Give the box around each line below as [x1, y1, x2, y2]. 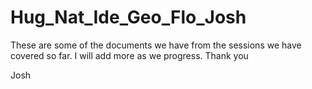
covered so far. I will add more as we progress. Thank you [10, 49, 249, 61]
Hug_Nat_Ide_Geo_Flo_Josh [10, 6, 247, 29]
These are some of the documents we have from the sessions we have [10, 39, 302, 51]
